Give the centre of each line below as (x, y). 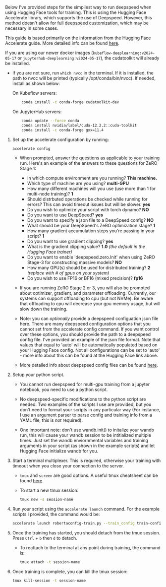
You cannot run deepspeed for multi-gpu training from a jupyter (85, 385)
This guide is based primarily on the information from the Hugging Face (78, 38)
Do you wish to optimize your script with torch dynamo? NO (88, 210)
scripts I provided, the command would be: (56, 514)
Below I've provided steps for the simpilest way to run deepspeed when (78, 7)
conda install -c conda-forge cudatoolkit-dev (70, 102)
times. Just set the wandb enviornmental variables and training (84, 441)
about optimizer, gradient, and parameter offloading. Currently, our (88, 293)
